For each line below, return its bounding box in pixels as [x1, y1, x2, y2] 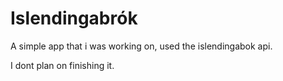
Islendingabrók [10, 7, 138, 30]
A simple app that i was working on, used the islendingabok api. [10, 40, 273, 52]
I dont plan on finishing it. [10, 59, 115, 71]
